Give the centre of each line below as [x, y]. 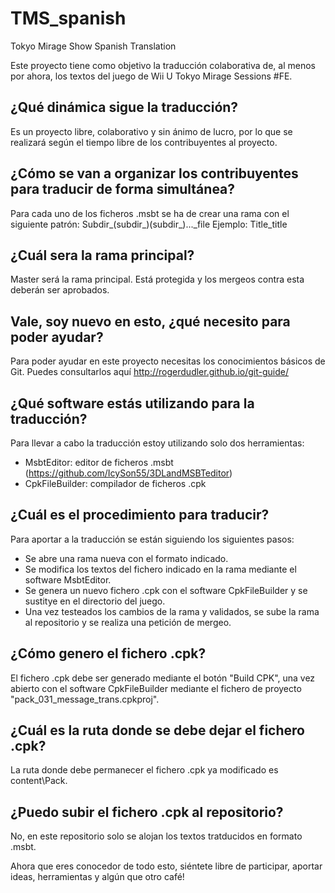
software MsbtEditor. [68, 579]
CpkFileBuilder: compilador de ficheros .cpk [115, 483]
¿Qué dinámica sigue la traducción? [124, 107]
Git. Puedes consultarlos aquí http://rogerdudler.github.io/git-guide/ [149, 372]
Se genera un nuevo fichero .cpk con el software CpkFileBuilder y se [166, 590]
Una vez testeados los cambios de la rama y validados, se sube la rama [172, 611]
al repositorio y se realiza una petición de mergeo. [128, 622]
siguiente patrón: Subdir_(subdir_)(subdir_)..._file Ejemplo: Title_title [149, 224]
